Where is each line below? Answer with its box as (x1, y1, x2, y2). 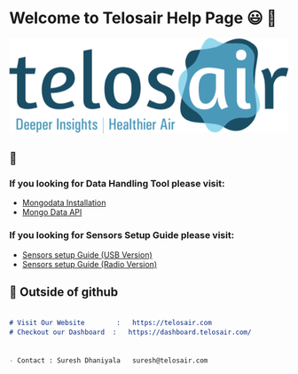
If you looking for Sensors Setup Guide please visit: (9, 229, 235, 242)
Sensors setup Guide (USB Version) (21, 249, 153, 260)
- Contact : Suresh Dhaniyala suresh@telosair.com (9, 355, 208, 365)
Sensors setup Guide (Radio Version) (21, 259, 158, 269)
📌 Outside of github (9, 284, 119, 299)
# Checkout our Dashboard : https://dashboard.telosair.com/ (9, 328, 252, 337)
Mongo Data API (21, 207, 82, 218)
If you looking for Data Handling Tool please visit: (9, 177, 225, 189)
